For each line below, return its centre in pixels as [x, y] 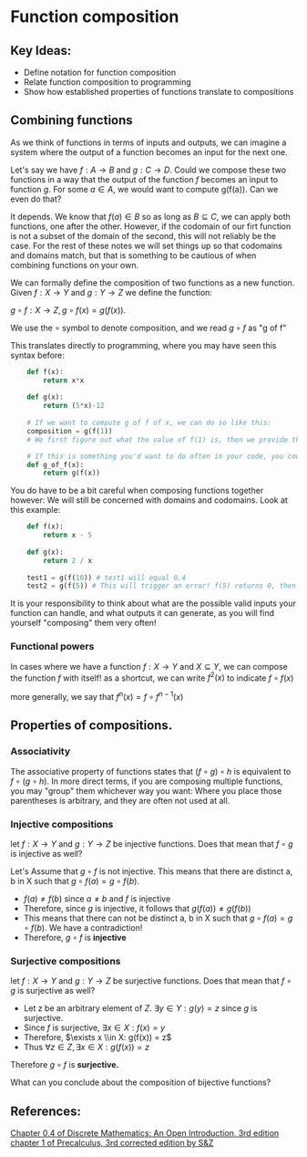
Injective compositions [62, 824]
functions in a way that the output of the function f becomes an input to [144, 179]
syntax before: [37, 355]
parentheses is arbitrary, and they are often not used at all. [120, 800]
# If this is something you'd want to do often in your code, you [155, 456]
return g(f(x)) [72, 473]
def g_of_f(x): [56, 464]
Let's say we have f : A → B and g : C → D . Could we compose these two [148, 170]
